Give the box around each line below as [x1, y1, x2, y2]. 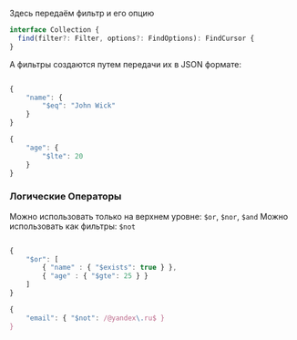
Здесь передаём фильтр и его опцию [9, 8, 155, 18]
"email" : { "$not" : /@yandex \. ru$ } [26, 314, 166, 323]
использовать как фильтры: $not [9, 221, 137, 232]
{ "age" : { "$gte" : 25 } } [42, 272, 148, 281]
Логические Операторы [9, 191, 122, 203]
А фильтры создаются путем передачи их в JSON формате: [9, 58, 241, 69]
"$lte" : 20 [42, 151, 84, 160]
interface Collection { [9, 26, 100, 35]
